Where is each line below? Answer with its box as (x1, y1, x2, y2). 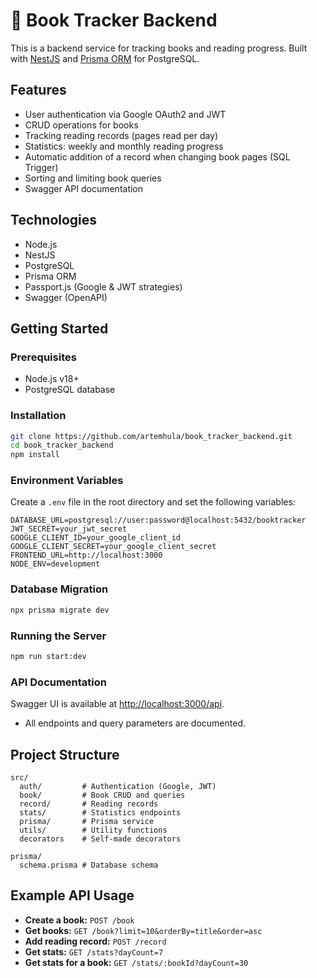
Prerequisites (10, 350, 77, 364)
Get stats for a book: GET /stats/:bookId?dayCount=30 (24, 956, 249, 968)
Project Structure (10, 746, 120, 763)
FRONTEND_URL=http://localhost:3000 (10, 550, 163, 561)
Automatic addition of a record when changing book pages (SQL (24, 150, 291, 163)
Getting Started (10, 320, 109, 337)
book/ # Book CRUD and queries (19, 790, 186, 800)
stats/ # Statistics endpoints (19, 807, 182, 818)
